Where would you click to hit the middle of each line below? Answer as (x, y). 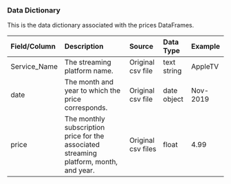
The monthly (85, 119)
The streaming (88, 62)
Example (206, 47)
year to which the (92, 91)
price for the (84, 136)
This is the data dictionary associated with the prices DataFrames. (101, 25)
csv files (143, 149)
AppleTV (205, 67)
